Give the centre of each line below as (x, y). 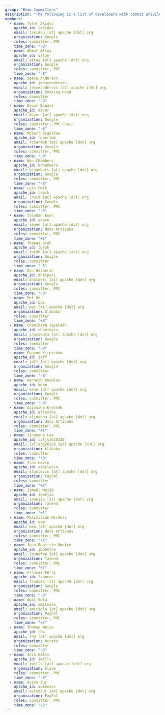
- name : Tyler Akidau (32, 23)
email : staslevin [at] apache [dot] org (56, 472)
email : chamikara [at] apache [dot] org (56, 335)
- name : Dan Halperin (32, 270)
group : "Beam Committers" (31, 10)
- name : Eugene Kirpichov (36, 353)
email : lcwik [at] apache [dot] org (52, 197)
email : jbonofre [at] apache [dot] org (55, 554)
